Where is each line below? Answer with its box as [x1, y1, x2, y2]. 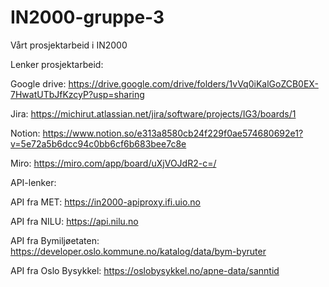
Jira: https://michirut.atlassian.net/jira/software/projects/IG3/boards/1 [10, 107, 297, 120]
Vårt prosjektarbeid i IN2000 [10, 39, 128, 51]
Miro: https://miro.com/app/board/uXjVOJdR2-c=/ [10, 157, 217, 169]
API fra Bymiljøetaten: [10, 234, 100, 246]
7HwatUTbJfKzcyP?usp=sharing [10, 88, 145, 100]
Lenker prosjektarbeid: [10, 58, 104, 70]
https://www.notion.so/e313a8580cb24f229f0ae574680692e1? [42, 127, 304, 139]
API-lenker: [10, 176, 57, 188]
